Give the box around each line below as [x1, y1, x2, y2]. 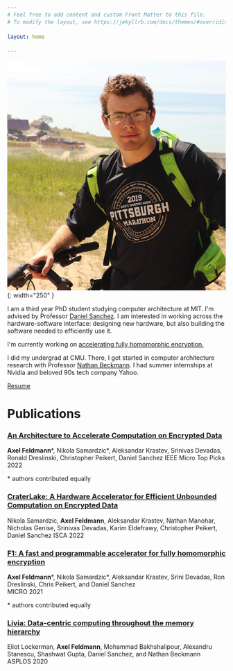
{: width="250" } [7, 291, 55, 299]
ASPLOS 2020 [7, 657, 49, 665]
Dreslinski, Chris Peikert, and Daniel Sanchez [7, 580, 136, 589]
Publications [7, 406, 81, 422]
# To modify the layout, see [7, 18, 92, 26]
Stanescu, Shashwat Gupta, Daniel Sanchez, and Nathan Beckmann [7, 650, 201, 659]
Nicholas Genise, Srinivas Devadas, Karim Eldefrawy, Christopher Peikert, [7, 523, 218, 532]
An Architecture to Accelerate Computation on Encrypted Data [7, 430, 223, 440]
